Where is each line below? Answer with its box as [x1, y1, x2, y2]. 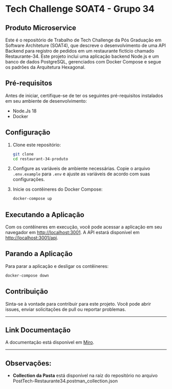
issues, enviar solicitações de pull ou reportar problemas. [5, 306, 126, 312]
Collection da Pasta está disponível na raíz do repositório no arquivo [12, 373, 158, 379]
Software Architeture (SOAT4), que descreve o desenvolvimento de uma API [5, 42, 166, 49]
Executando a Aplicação [5, 210, 84, 219]
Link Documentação [5, 326, 71, 334]
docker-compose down [5, 273, 50, 278]
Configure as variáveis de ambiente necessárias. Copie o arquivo [12, 166, 150, 172]
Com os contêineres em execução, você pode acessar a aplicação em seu [5, 224, 162, 230]
